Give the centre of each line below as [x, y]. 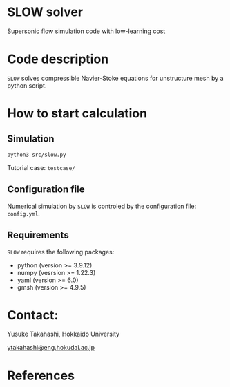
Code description [58, 59]
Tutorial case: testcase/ [41, 167]
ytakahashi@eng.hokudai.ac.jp [51, 348]
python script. [27, 85]
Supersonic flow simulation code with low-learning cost [86, 31]
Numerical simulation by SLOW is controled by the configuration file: [102, 206]
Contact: [33, 315]
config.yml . [23, 213]
